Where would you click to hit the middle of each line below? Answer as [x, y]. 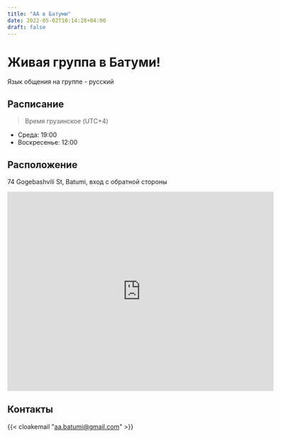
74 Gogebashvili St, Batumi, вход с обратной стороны [87, 181]
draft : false [27, 27]
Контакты [30, 409]
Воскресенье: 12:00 [48, 142]
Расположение [43, 165]
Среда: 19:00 [37, 135]
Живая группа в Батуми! [84, 62]
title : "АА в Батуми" [39, 14]
